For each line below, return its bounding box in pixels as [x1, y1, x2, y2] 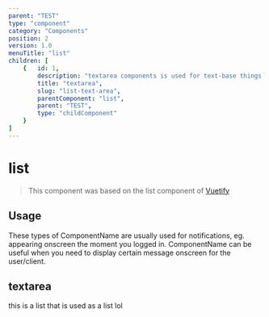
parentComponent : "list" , [37, 94, 125, 102]
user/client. [8, 256, 46, 266]
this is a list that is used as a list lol [8, 301, 123, 311]
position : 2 [8, 34, 48, 43]
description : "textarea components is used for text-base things [37, 72, 263, 80]
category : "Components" [8, 27, 89, 35]
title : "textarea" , [37, 79, 103, 87]
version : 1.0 [8, 42, 53, 50]
